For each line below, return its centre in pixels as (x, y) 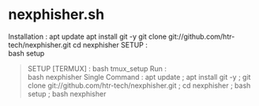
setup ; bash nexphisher (67, 93)
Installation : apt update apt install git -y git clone (88, 36)
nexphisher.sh (56, 15)
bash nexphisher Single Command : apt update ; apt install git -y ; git (139, 77)
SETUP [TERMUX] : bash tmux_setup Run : (97, 68)
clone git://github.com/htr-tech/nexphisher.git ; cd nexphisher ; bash (139, 85)
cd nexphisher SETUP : (110, 44)
